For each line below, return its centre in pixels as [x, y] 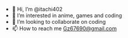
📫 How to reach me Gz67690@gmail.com [64, 28]
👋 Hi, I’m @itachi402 [37, 9]
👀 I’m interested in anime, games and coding [67, 15]
